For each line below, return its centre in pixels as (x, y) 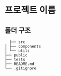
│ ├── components (23, 46)
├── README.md (20, 64)
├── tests (15, 59)
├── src (17, 42)
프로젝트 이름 (30, 10)
